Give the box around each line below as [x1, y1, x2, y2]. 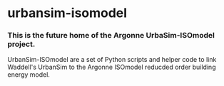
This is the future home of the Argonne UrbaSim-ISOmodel [7, 31, 215, 41]
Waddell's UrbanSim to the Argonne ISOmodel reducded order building [7, 63, 216, 72]
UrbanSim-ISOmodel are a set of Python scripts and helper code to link [7, 55, 217, 64]
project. [7, 39, 36, 49]
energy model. [7, 70, 50, 79]
